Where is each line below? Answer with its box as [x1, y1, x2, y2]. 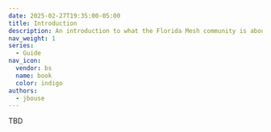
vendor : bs [15, 64, 52, 72]
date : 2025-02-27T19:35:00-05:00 [8, 11, 121, 20]
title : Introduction [8, 19, 78, 27]
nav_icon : [8, 57, 42, 65]
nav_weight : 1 [8, 34, 56, 43]
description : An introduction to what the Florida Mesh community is [8, 27, 248, 35]
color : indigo [15, 79, 63, 87]
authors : [8, 86, 38, 95]
